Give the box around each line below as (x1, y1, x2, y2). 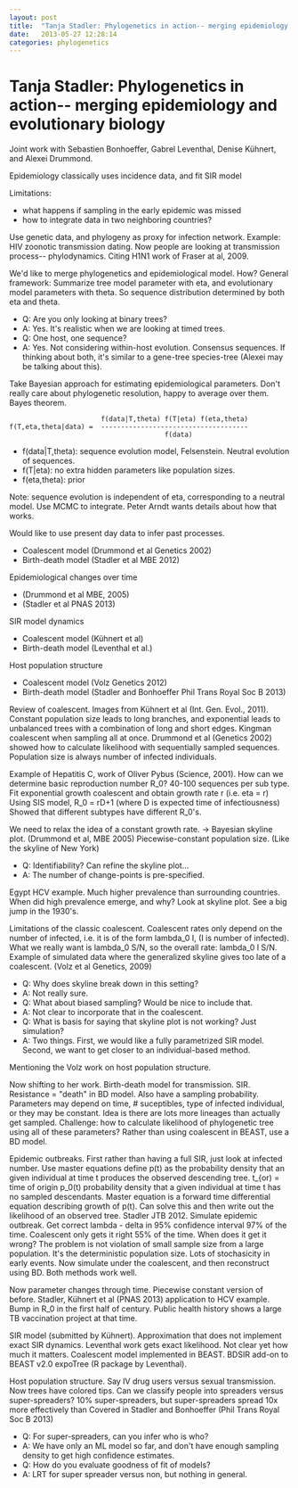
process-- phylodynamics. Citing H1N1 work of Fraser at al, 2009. (9, 251, 249, 261)
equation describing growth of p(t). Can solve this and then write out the (9, 1201, 274, 1211)
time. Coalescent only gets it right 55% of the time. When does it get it (9, 1229, 267, 1240)
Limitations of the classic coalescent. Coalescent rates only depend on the (9, 923, 283, 934)
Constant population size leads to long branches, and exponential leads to (9, 714, 281, 724)
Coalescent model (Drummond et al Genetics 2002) (21, 545, 212, 556)
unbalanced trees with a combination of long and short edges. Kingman (9, 723, 272, 734)
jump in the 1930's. (9, 906, 79, 917)
